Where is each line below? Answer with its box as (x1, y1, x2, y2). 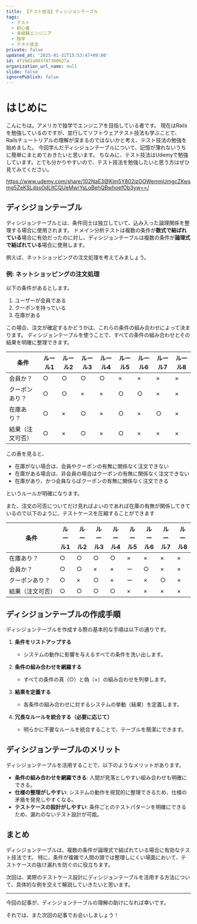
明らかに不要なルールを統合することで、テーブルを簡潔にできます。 (23, 726, 187, 733)
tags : (6, 14, 19, 20)
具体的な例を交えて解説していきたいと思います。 (16, 880, 134, 888)
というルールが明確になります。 (6, 490, 83, 497)
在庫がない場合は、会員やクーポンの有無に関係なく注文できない (14, 463, 169, 470)
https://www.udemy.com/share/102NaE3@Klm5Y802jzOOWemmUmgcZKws (6, 178, 191, 185)
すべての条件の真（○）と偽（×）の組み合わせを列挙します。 (23, 676, 169, 683)
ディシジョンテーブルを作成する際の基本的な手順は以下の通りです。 (6, 626, 169, 633)
